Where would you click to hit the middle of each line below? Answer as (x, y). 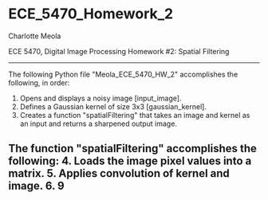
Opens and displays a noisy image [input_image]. (100, 98)
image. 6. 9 (37, 186)
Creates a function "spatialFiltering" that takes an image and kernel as (135, 115)
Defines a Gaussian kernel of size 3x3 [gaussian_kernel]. (113, 106)
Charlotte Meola (35, 36)
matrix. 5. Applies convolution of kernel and (119, 173)
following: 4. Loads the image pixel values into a (130, 161)
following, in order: (39, 82)
